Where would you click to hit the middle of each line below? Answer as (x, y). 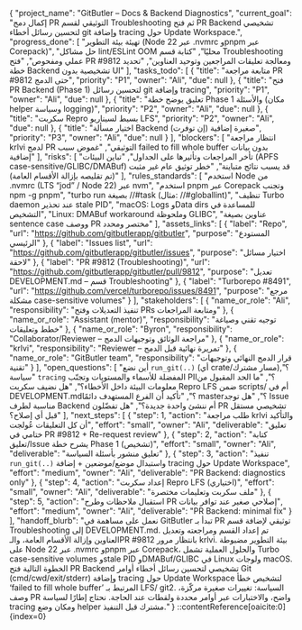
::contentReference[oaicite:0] (232, 607)
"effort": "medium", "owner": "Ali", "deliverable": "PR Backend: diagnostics (147, 473)
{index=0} (28, 616)
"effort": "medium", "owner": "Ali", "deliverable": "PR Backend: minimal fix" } (151, 511)
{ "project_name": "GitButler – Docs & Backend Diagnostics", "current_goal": (151, 13)
